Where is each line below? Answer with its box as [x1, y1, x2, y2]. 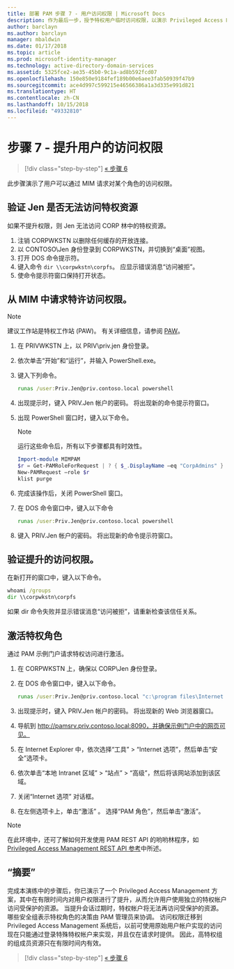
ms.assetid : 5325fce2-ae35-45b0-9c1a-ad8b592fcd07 [7, 68, 157, 75]
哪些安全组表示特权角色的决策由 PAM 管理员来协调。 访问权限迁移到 [7, 912, 203, 921]
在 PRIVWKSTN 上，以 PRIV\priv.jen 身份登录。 [17, 341, 153, 350]
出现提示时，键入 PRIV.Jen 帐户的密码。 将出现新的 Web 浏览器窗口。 [17, 707, 217, 715]
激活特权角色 [7, 630, 63, 642]
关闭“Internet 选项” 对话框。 [17, 792, 98, 800]
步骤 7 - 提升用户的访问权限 [7, 140, 164, 156]
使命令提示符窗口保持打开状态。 [17, 271, 109, 279]
